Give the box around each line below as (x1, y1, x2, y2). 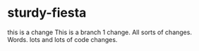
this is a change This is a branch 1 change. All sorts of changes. (7, 28, 193, 36)
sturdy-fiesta (7, 5, 87, 21)
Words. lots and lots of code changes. (7, 35, 118, 43)
